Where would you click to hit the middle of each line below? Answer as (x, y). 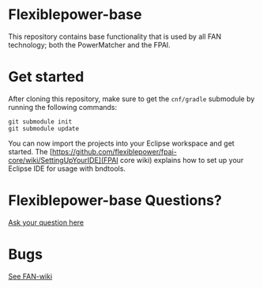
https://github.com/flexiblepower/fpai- (115, 151)
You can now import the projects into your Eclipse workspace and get (121, 143)
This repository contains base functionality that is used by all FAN (115, 36)
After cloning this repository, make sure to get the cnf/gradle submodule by (131, 99)
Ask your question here (46, 222)
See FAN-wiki (30, 276)
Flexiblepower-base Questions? (115, 201)
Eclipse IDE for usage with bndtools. (67, 169)
